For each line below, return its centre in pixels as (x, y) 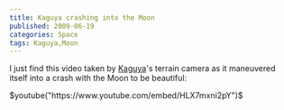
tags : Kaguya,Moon (44, 43)
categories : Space (44, 34)
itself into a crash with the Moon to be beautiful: (98, 78)
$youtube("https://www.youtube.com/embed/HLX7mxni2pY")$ (126, 96)
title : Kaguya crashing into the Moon (82, 18)
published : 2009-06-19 (52, 26)
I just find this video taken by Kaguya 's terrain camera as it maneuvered (142, 69)
